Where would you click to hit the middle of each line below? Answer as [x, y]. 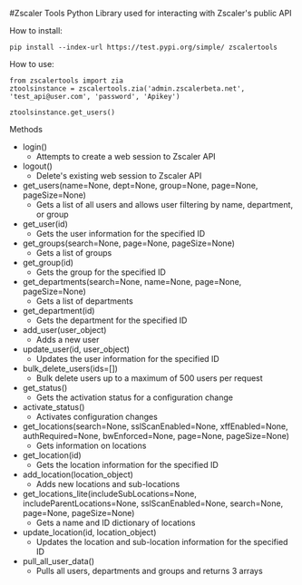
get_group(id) [48, 263]
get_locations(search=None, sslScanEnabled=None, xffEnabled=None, [155, 426]
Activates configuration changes [97, 417]
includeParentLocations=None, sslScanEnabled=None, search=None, [153, 503]
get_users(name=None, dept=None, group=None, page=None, [140, 185]
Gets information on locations [91, 445]
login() [35, 147]
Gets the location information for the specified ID [127, 465]
